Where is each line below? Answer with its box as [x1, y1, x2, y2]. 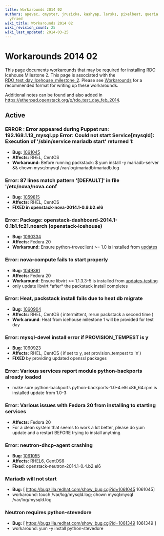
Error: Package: [5, 217, 43, 223]
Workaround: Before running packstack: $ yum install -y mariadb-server [12, 159, 159, 165]
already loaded [5, 374, 41, 380]
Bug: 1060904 [12, 306, 41, 312]
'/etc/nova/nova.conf [5, 183, 57, 190]
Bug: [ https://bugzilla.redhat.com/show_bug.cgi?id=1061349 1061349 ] [12, 520, 156, 526]
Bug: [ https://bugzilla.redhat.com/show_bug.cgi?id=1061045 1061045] [12, 486, 155, 493]
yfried [9, 16, 23, 21]
